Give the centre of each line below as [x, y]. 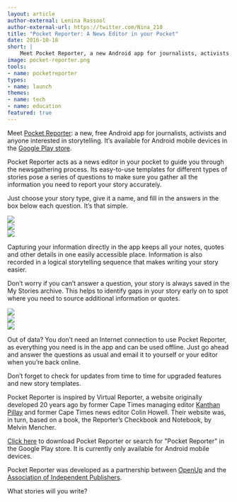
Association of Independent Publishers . [65, 477]
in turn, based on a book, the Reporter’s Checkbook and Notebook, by [110, 420]
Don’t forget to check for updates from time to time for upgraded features [114, 376]
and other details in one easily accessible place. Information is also [105, 254]
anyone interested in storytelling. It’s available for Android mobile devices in [117, 140]
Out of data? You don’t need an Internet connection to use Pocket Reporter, [117, 339]
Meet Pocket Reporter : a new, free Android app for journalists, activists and [117, 133]
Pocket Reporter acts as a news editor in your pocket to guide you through [116, 162]
